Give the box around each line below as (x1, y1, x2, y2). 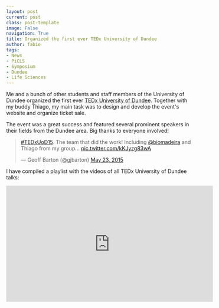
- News (6, 53, 22, 58)
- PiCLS (6, 58, 25, 64)
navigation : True (6, 31, 49, 37)
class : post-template (6, 19, 60, 25)
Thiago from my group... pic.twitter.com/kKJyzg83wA (20, 145, 152, 152)
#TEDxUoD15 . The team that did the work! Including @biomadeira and (20, 139, 191, 146)
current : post (6, 14, 41, 20)
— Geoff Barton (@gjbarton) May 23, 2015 (20, 156, 124, 163)
